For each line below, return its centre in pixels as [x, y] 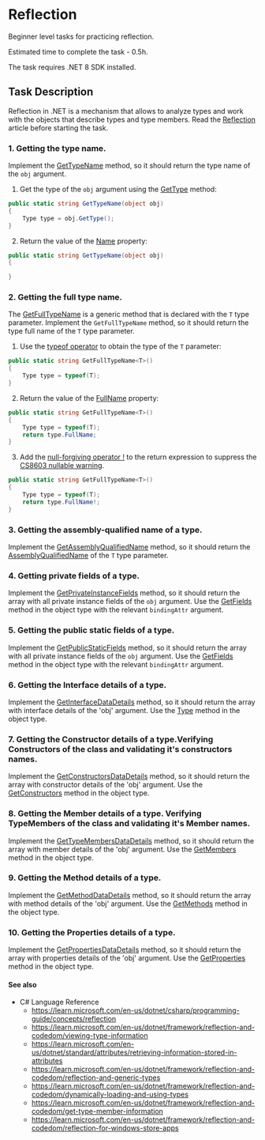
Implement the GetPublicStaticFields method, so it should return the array [127, 647]
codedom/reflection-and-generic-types [96, 1078]
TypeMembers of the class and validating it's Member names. [129, 824]
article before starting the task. [58, 127]
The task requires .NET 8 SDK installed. [72, 67]
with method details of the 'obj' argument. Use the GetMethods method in [128, 904]
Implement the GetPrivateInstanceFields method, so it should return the [124, 593]
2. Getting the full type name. [65, 297]
